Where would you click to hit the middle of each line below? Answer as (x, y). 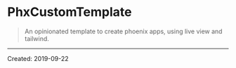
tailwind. (37, 38)
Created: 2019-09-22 (38, 58)
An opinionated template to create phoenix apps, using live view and (123, 31)
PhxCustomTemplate (70, 12)
